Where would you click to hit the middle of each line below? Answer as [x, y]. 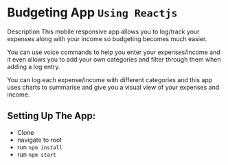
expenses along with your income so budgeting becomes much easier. [107, 38]
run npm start [36, 154]
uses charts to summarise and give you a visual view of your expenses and [113, 87]
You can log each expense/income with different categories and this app [110, 79]
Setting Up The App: [52, 116]
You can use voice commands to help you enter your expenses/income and [114, 52]
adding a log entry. [34, 66]
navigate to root [39, 140]
